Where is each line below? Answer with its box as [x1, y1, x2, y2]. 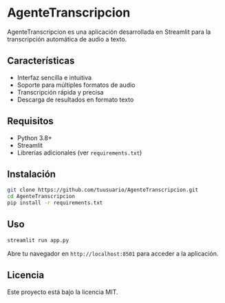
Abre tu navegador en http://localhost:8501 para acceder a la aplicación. [7, 249, 219, 257]
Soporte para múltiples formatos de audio [17, 81, 136, 89]
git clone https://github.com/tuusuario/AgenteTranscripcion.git [7, 186, 198, 194]
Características [7, 55, 75, 67]
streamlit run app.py [7, 237, 69, 244]
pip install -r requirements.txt [7, 199, 103, 206]
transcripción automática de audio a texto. [7, 35, 127, 43]
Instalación [7, 168, 56, 180]
